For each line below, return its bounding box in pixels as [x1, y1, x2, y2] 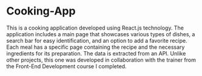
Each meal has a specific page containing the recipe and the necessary [6, 43, 185, 51]
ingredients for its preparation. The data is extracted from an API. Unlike [6, 49, 186, 57]
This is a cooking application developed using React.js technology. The [6, 24, 184, 31]
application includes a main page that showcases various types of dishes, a [6, 30, 195, 37]
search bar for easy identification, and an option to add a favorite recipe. [6, 37, 187, 44]
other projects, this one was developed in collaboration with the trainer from [6, 56, 196, 63]
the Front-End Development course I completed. [6, 62, 127, 70]
